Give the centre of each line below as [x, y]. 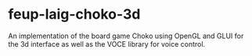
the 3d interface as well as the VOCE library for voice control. [107, 44]
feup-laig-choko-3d [74, 14]
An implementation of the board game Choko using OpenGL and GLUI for [126, 36]
